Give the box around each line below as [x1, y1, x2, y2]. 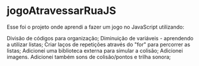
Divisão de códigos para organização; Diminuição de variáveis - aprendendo [7, 34, 194, 41]
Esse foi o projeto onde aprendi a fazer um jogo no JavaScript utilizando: [7, 23, 184, 30]
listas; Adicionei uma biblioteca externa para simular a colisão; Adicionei [7, 47, 183, 54]
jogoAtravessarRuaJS [7, 4, 117, 18]
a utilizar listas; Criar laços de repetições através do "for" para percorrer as [7, 41, 191, 48]
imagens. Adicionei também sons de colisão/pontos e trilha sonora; [7, 53, 171, 60]
